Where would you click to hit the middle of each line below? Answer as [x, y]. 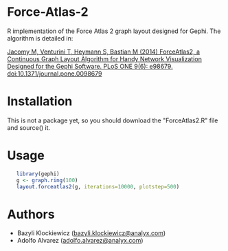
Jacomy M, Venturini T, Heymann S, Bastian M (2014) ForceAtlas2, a [104, 52]
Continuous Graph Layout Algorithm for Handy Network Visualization [105, 58]
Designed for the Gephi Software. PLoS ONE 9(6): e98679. [90, 66]
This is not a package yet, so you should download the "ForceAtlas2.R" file [113, 120]
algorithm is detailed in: [40, 38]
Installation [40, 101]
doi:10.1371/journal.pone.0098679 [55, 74]
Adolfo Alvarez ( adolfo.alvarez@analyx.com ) [80, 241]
